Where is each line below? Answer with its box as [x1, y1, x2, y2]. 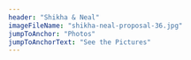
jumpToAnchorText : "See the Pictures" [8, 37, 151, 47]
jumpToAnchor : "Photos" [8, 29, 96, 38]
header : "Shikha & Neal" [8, 12, 100, 22]
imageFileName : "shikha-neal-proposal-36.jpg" [8, 21, 183, 30]
